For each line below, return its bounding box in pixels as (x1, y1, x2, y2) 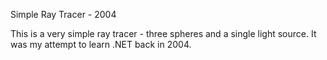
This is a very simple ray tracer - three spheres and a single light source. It (10, 28, 317, 39)
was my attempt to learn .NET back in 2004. (10, 39, 192, 50)
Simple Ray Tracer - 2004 (10, 9, 117, 20)
